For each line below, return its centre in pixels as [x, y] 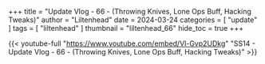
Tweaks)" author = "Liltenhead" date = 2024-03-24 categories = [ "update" [133, 20]
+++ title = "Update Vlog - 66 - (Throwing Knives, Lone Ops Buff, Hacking [130, 11]
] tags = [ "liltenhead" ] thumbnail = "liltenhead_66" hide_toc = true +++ [126, 28]
